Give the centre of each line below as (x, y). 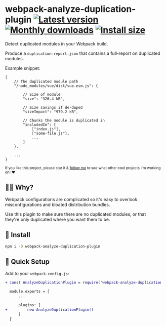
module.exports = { (30, 292)
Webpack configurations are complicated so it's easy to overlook (71, 199)
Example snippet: (23, 68)
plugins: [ (29, 305)
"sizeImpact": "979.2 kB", (51, 112)
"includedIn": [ (40, 124)
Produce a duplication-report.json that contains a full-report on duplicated (83, 53)
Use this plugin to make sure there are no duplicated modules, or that (76, 214)
